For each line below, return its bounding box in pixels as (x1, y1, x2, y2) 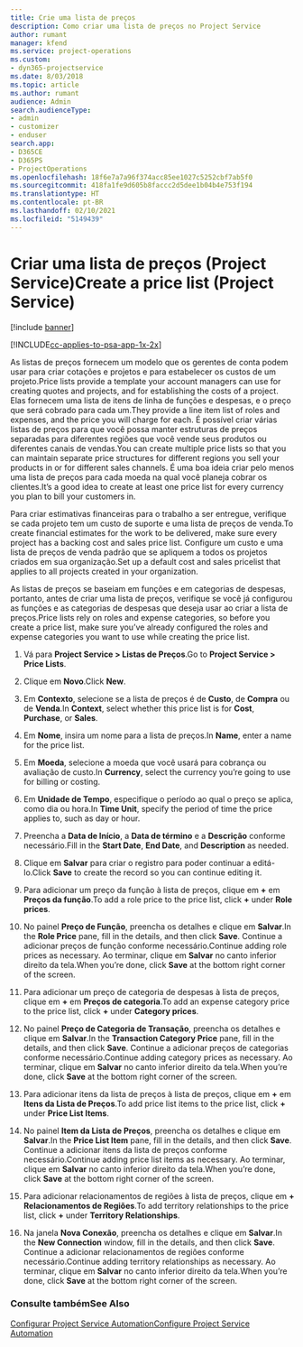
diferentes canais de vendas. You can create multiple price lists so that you (10, 443, 287, 454)
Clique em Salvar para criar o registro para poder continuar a (23, 857, 252, 868)
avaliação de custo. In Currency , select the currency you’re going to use (23, 766, 291, 777)
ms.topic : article (10, 80, 79, 89)
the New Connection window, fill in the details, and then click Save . (23, 1237, 276, 1248)
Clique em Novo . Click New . (23, 676, 126, 687)
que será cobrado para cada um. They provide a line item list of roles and (10, 404, 280, 415)
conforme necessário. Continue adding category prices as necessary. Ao (23, 1052, 293, 1063)
